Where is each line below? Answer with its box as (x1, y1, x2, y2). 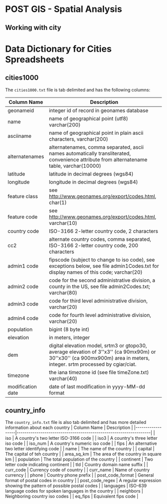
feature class (7, 193, 38, 200)
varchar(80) (49, 289, 78, 296)
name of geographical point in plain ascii (49, 129, 144, 136)
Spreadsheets (5, 54, 65, 65)
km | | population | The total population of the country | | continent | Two (5, 456, 153, 462)
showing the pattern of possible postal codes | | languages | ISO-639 (5, 483, 147, 489)
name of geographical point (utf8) (49, 115, 128, 122)
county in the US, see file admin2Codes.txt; (49, 283, 151, 290)
